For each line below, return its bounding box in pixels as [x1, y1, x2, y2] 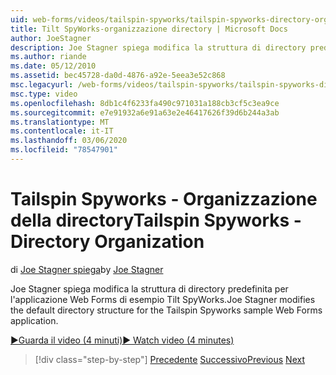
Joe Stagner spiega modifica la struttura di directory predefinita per [10, 282, 289, 295]
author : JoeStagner [10, 33, 92, 43]
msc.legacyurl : [10, 80, 74, 90]
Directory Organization [10, 231, 205, 253]
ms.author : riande [10, 52, 87, 62]
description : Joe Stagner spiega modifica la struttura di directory [10, 42, 307, 53]
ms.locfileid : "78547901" [10, 145, 118, 155]
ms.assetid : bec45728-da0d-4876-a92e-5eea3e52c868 [10, 71, 226, 81]
